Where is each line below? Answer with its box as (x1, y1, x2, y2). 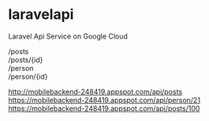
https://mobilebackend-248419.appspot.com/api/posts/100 (8, 104, 200, 113)
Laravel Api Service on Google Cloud (8, 31, 129, 41)
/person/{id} (8, 71, 49, 81)
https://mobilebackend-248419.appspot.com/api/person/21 (8, 95, 201, 104)
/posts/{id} (8, 55, 43, 64)
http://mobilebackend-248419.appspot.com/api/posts (8, 86, 183, 96)
